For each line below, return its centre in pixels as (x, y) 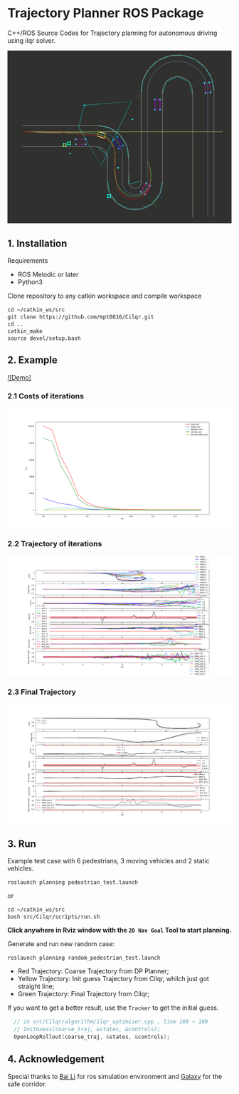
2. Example (33, 360)
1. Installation (37, 243)
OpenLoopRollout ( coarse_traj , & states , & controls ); (92, 1037)
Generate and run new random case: (61, 944)
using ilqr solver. (31, 40)
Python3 (30, 282)
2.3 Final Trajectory (42, 692)
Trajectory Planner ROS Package (106, 13)
